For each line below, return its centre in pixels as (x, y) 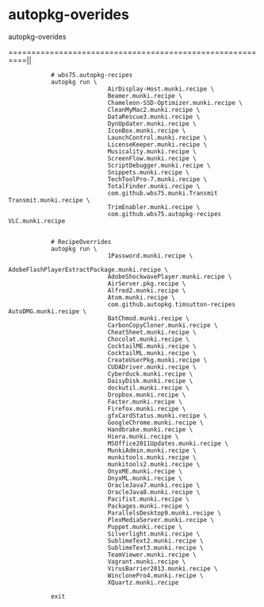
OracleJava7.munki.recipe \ (154, 485)
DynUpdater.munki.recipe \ (152, 124)
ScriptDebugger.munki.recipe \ (159, 165)
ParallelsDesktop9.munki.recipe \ (165, 513)
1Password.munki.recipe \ (150, 256)
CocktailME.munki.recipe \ (152, 346)
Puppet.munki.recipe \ (145, 527)
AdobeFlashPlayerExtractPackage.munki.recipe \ (88, 269)
